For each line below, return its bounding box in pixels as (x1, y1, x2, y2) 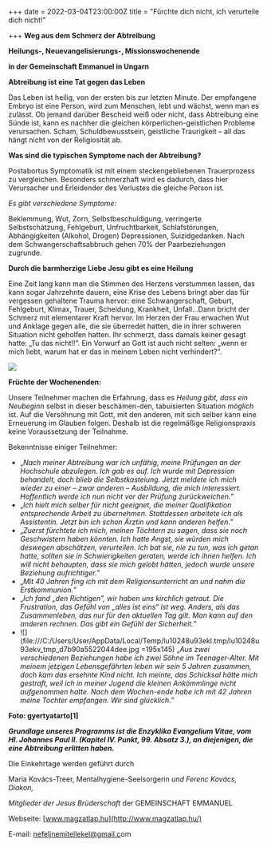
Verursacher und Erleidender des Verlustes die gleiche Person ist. (8, 183, 225, 193)
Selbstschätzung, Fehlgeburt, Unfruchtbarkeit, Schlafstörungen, (8, 223, 219, 232)
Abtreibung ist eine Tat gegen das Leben (8, 78, 146, 86)
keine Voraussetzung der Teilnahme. (8, 427, 129, 436)
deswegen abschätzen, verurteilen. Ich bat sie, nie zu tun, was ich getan (19, 543, 259, 552)
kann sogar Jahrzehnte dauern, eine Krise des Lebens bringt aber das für (8, 288, 249, 296)
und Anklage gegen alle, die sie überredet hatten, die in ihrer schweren (8, 321, 241, 331)
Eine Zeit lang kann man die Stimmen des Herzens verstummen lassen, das (8, 279, 255, 288)
